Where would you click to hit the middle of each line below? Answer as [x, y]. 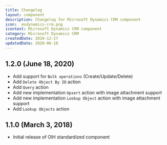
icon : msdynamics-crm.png [34, 24]
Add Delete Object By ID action [47, 82]
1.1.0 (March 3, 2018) [39, 125]
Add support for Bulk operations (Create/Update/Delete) [73, 76]
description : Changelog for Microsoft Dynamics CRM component [73, 19]
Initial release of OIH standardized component [61, 137]
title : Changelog [24, 10]
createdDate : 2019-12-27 [32, 39]
